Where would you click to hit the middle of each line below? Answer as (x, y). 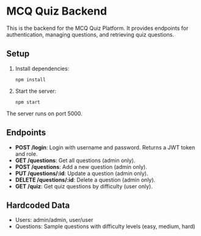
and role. (26, 154)
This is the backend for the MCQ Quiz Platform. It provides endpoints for (97, 28)
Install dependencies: (42, 68)
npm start (28, 102)
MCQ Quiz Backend (57, 11)
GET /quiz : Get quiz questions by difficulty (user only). (84, 186)
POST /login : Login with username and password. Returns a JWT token (105, 147)
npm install (30, 80)
